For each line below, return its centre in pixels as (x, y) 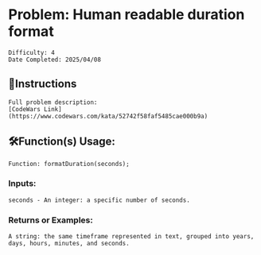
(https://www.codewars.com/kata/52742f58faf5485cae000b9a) (108, 116)
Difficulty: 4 (32, 52)
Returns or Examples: (51, 220)
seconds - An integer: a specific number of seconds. (99, 200)
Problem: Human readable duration (127, 15)
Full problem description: (53, 102)
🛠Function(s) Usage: (62, 142)
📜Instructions (43, 84)
